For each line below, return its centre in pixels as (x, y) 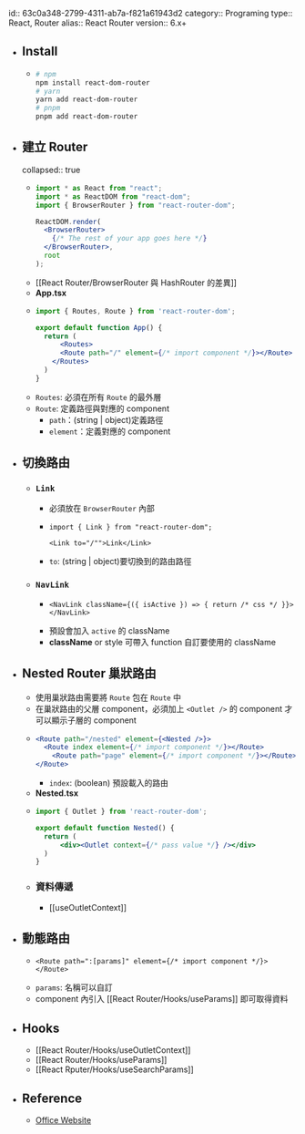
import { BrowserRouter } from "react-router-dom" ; (135, 205)
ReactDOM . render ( (68, 222)
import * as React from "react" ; (99, 188)
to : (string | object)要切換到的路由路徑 (120, 562)
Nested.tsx (57, 793)
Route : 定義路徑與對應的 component (102, 408)
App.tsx (51, 293)
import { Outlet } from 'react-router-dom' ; (121, 812)
